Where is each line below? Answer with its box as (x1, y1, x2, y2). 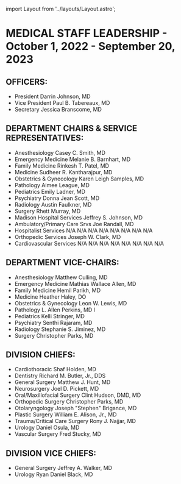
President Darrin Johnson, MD (14, 93, 91, 100)
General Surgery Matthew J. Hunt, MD (14, 379, 111, 386)
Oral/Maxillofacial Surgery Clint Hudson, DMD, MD (14, 391, 141, 399)
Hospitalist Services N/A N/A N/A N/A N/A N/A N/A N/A (14, 227, 153, 234)
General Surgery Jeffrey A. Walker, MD (14, 464, 112, 472)
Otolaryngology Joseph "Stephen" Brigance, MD (14, 405, 137, 412)
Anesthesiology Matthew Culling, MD (14, 274, 108, 281)
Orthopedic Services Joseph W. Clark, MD (14, 233, 121, 240)
